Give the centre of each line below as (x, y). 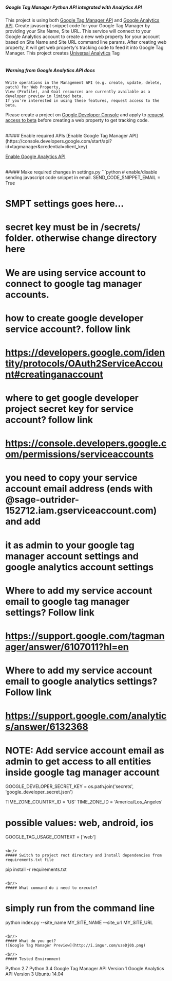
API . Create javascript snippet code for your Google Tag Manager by (78, 25)
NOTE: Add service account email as (85, 750)
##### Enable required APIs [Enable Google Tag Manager (67, 135)
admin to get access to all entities (78, 761)
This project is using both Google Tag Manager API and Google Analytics (82, 20)
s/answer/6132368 (47, 727)
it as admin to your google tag (70, 545)
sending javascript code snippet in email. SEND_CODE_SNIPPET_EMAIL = (83, 177)
